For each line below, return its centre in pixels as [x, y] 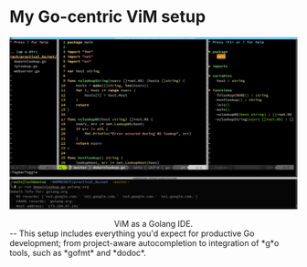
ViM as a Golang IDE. [153, 223]
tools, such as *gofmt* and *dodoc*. [78, 252]
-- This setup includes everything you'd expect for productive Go [132, 233]
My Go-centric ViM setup [108, 17]
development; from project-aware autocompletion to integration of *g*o [144, 242]
